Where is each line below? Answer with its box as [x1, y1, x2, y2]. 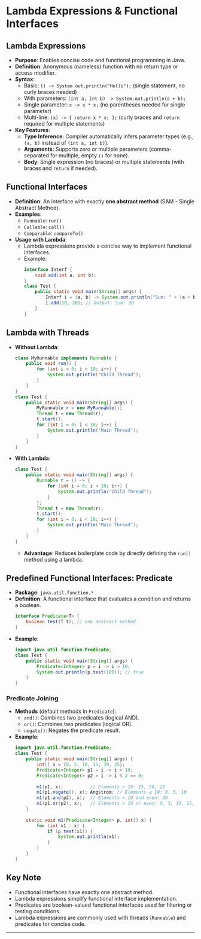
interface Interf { [23, 266, 73, 273]
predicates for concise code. [14, 920, 86, 928]
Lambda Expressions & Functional [6, 4, 178, 18]
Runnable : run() [23, 217, 62, 224]
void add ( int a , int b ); [35, 272, 97, 278]
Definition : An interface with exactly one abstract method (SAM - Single [14, 197, 194, 205]
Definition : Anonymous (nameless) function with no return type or [14, 63, 178, 70]
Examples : [14, 211, 42, 218]
